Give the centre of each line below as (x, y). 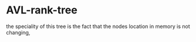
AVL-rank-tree (42, 10)
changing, (18, 32)
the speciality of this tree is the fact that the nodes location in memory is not (98, 26)
